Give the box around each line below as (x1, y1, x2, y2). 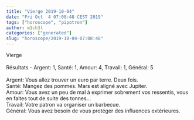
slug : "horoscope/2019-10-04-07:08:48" (6, 36, 104, 41)
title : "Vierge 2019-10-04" (6, 8, 75, 15)
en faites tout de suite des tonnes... (6, 95, 91, 102)
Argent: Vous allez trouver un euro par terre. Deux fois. (6, 76, 139, 83)
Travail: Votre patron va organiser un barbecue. (6, 101, 121, 108)
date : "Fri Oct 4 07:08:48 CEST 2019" (6, 14, 104, 20)
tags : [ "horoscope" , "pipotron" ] (6, 19, 88, 25)
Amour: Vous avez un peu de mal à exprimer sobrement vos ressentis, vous (6, 89, 189, 96)
